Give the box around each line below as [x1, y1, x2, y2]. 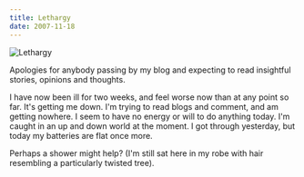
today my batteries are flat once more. [9, 130, 153, 141]
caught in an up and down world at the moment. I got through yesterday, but [9, 120, 296, 132]
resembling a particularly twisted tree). [9, 157, 155, 168]
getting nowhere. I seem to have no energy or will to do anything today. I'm [9, 111, 290, 122]
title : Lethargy [9, 13, 71, 23]
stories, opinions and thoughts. [9, 74, 126, 84]
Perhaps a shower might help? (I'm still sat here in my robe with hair [9, 147, 264, 159]
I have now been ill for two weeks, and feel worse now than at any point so [9, 92, 289, 103]
